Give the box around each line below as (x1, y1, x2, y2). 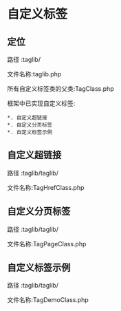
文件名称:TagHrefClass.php (7, 183, 85, 191)
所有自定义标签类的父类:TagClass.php (7, 85, 115, 93)
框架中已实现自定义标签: (7, 99, 76, 107)
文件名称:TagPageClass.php (7, 239, 87, 248)
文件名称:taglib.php (7, 70, 62, 78)
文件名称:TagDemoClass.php (7, 296, 89, 304)
